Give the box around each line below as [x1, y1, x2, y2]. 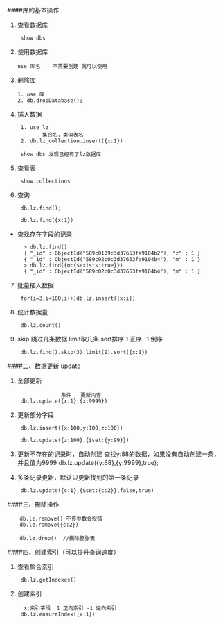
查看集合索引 [17, 563, 54, 571]
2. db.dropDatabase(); [17, 97, 83, 104]
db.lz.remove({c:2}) [19, 521, 79, 528]
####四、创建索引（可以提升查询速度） [7, 548, 120, 556]
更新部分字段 [17, 411, 54, 419]
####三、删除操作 [7, 500, 60, 508]
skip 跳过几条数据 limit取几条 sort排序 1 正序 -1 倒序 [17, 335, 163, 343]
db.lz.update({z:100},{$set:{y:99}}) [20, 437, 130, 444]
